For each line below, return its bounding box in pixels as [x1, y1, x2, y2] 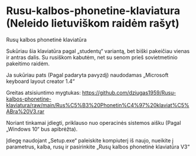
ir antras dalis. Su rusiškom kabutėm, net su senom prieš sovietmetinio [6, 54, 178, 61]
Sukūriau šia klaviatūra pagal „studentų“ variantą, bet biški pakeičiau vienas [6, 47, 190, 54]
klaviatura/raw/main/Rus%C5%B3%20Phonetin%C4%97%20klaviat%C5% [6, 101, 190, 108]
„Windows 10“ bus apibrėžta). [6, 125, 78, 132]
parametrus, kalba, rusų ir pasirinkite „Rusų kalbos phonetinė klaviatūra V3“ [6, 143, 190, 150]
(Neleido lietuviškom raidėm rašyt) [6, 16, 179, 30]
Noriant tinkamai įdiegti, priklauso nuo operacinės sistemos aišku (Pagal [6, 119, 181, 126]
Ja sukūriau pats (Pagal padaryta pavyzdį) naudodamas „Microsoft [6, 71, 169, 78]
